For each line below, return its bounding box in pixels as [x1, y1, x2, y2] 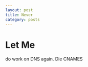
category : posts [5, 17, 40, 22]
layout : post [5, 7, 33, 13]
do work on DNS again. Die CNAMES [5, 56, 83, 62]
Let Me [5, 39, 35, 51]
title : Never [5, 12, 33, 17]
